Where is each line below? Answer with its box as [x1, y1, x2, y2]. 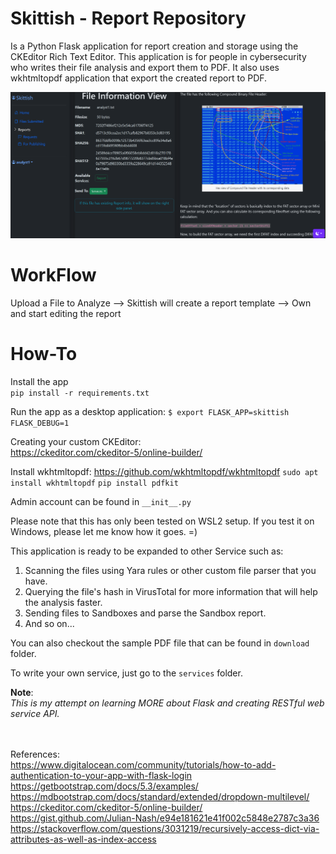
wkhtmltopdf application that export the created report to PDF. [10, 72, 268, 84]
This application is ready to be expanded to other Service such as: [10, 545, 284, 557]
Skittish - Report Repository [10, 7, 247, 30]
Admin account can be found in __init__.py [10, 495, 192, 507]
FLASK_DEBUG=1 [10, 418, 70, 428]
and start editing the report [10, 307, 122, 319]
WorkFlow [10, 263, 97, 286]
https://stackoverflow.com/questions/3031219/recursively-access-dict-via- [10, 822, 320, 834]
